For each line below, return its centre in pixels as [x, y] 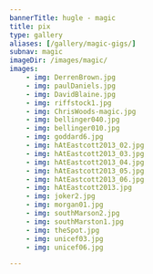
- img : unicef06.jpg [65, 248]
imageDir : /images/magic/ [58, 60]
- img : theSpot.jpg [63, 230]
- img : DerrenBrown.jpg [71, 78]
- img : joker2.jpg [61, 196]
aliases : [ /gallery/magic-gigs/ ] [73, 43]
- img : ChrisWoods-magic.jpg [81, 111]
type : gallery [36, 35]
